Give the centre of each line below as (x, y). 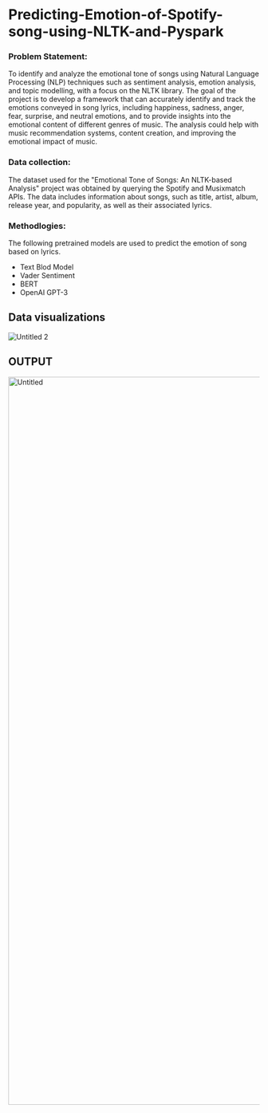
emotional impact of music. (53, 142)
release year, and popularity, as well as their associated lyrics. (110, 205)
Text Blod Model (47, 267)
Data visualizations (57, 318)
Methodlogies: (37, 226)
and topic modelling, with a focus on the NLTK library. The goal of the (122, 91)
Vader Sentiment (47, 276)
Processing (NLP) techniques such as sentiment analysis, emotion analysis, (132, 82)
